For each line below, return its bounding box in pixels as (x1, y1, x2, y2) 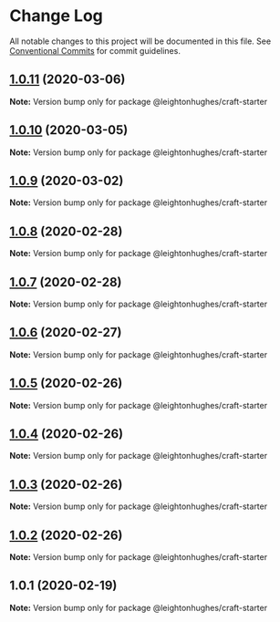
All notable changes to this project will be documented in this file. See (9, 36, 272, 47)
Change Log (9, 5, 103, 26)
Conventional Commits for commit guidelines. (9, 45, 181, 56)
